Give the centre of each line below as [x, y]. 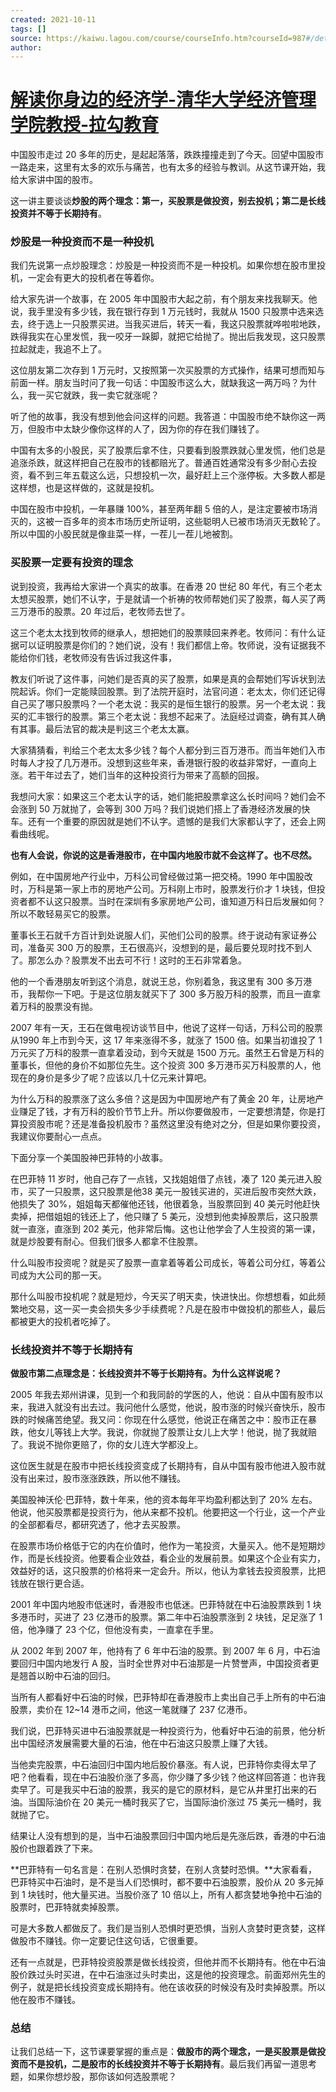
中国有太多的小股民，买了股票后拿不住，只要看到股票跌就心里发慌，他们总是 [168, 450]
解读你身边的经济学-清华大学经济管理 [163, 100]
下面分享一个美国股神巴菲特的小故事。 [89, 1157]
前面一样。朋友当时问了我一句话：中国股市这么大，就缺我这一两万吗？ [155, 383]
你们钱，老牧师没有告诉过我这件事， [102, 657]
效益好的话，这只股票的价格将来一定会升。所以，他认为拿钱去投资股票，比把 [168, 1571]
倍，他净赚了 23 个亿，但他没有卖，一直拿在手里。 [115, 1630]
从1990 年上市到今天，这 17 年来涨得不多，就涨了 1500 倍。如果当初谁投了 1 [166, 1040]
